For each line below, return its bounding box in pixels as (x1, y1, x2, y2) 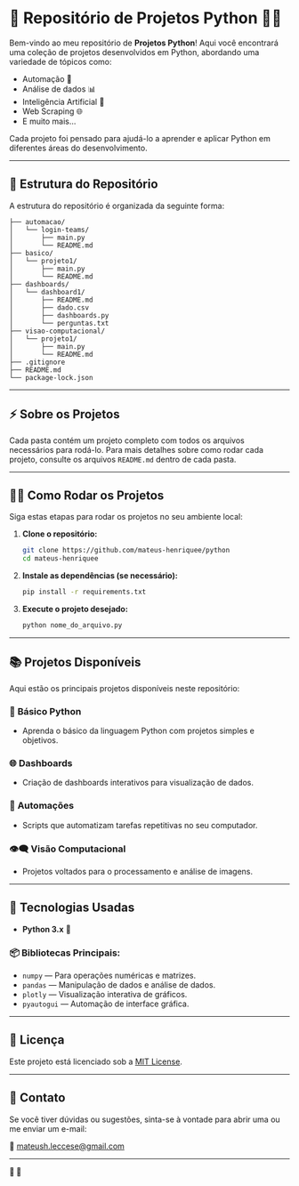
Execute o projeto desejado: (21, 604, 129, 614)
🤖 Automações (9, 800, 74, 812)
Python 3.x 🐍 (21, 924, 71, 934)
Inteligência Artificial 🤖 (21, 96, 105, 107)
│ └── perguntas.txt (9, 319, 109, 327)
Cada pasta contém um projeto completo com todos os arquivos (9, 435, 245, 446)
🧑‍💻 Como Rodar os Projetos (9, 488, 165, 503)
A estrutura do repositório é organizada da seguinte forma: (9, 200, 225, 211)
